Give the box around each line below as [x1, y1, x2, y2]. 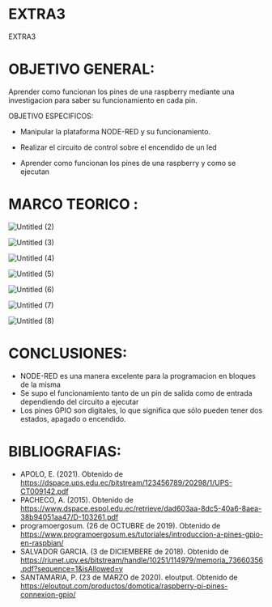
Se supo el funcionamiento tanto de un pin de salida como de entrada [19, 388, 253, 397]
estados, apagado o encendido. [19, 414, 127, 423]
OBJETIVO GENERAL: [8, 60, 155, 79]
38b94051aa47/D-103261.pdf [19, 511, 119, 522]
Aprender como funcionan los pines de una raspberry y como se [19, 158, 236, 168]
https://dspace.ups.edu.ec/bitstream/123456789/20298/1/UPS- [19, 478, 233, 487]
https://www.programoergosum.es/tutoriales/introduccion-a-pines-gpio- [19, 529, 264, 539]
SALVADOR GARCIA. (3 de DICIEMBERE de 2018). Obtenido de [19, 546, 229, 556]
